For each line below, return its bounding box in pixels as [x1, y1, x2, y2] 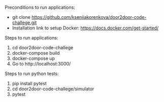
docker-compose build [12, 50, 60, 56]
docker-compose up [12, 55, 55, 61]
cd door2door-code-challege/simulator [12, 86, 94, 92]
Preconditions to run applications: [5, 5, 76, 10]
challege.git [12, 20, 37, 25]
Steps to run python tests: [5, 71, 59, 77]
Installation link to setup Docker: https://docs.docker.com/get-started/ [12, 25, 159, 31]
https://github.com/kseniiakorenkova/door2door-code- [31, 14, 147, 20]
